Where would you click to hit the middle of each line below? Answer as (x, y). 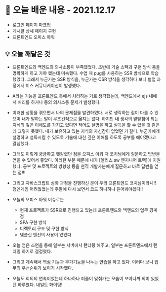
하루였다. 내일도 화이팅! (40, 285)
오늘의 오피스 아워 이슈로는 (38, 199)
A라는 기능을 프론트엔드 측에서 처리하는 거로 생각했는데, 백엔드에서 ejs (80, 96)
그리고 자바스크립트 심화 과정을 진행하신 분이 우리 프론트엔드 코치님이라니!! (84, 182)
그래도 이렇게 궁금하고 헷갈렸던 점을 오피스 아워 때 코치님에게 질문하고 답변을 (86, 154)
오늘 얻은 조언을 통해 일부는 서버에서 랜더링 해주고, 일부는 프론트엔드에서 (82, 245)
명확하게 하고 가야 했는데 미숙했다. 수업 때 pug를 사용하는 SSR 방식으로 (81, 73)
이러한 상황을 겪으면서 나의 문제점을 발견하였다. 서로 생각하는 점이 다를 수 (83, 112)
